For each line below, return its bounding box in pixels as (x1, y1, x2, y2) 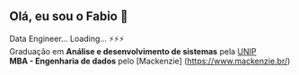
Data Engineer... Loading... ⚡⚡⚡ (9, 33, 125, 44)
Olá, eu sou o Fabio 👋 (9, 9, 128, 24)
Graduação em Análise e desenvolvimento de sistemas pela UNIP (9, 46, 257, 56)
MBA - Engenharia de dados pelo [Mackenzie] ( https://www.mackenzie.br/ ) (9, 55, 291, 66)
